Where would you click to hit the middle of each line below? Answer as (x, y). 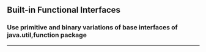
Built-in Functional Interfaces (64, 10)
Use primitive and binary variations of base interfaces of (92, 28)
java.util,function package (47, 35)
